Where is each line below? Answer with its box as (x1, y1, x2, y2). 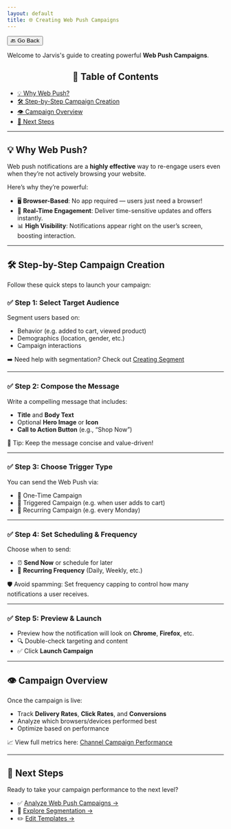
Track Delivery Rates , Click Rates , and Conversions (16, 710, 167, 718)
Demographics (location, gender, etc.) (16, 334, 125, 342)
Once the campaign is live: (7, 697, 82, 705)
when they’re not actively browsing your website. (7, 170, 146, 178)
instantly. (16, 214, 43, 223)
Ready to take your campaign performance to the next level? (7, 786, 179, 794)
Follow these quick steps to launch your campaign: (7, 280, 151, 289)
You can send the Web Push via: (7, 478, 99, 486)
